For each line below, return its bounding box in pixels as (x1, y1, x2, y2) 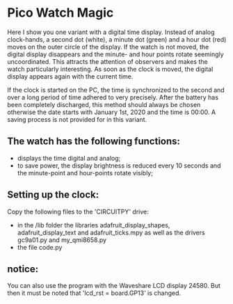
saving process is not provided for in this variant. (7, 115, 147, 123)
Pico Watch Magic (7, 5, 114, 21)
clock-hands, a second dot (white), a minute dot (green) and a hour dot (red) (7, 35, 227, 43)
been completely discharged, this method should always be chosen (7, 100, 201, 109)
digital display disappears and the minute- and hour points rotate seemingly (7, 50, 224, 58)
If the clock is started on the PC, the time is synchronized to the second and (7, 86, 225, 94)
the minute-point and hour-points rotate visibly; (17, 168, 153, 177)
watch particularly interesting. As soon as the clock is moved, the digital (7, 65, 214, 73)
